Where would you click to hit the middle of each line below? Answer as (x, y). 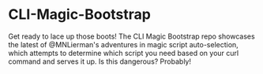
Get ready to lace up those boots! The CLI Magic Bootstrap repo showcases (131, 36)
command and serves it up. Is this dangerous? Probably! (100, 61)
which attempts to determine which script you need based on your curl (124, 53)
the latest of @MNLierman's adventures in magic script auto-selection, (123, 44)
